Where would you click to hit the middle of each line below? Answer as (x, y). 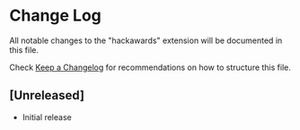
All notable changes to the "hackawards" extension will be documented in (146, 40)
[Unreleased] (47, 95)
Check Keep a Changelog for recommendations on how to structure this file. (150, 67)
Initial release (47, 117)
